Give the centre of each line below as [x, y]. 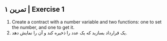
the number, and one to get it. [43, 27]
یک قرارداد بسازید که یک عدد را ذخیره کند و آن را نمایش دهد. [69, 33]
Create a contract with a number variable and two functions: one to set [87, 22]
